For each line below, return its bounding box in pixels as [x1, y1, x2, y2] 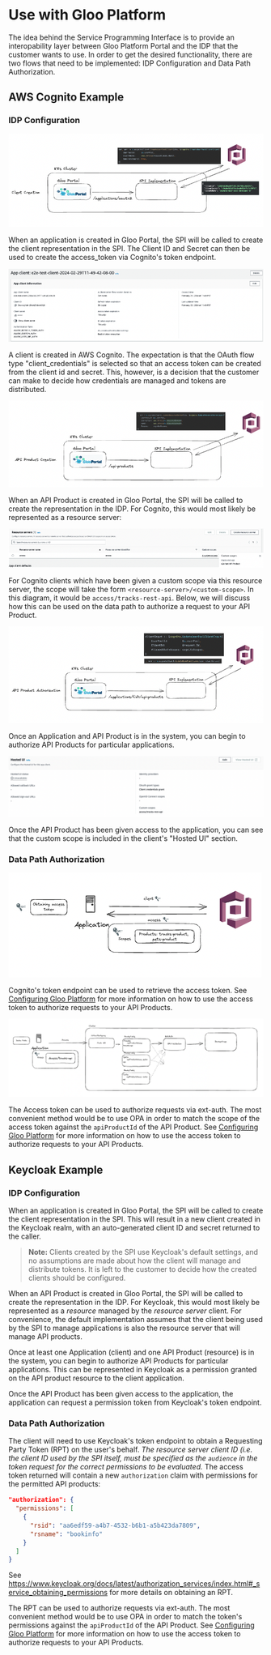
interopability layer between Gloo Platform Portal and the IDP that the [8, 41, 239, 50]
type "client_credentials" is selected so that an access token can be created [8, 358, 261, 368]
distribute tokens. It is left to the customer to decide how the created [28, 1265, 257, 1273]
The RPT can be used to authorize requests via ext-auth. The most [8, 1603, 231, 1613]
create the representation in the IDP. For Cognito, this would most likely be [8, 504, 256, 514]
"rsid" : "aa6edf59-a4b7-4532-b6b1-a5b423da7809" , [29, 1521, 201, 1529]
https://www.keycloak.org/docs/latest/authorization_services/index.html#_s [8, 1579, 260, 1589]
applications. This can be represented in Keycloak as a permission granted [8, 1365, 257, 1374]
